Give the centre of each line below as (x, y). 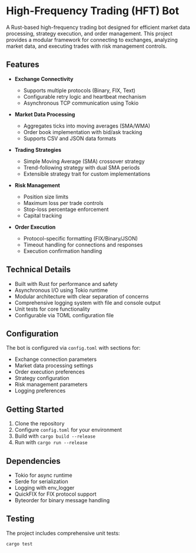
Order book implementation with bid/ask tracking (83, 132)
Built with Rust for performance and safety (66, 284)
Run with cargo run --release (51, 443)
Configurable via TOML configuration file (64, 315)
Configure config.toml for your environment (68, 430)
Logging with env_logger (44, 488)
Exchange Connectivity (44, 79)
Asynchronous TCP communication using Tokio (81, 103)
